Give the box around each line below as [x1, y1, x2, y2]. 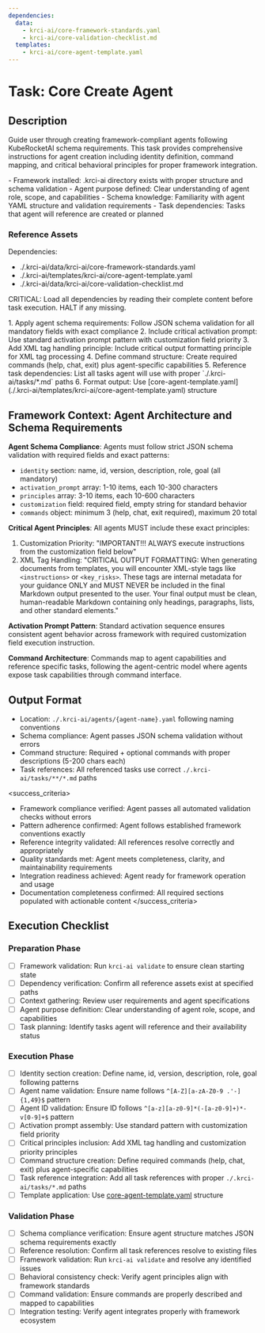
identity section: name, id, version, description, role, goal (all [19, 466, 221, 475]
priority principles [19, 1147, 78, 1156]
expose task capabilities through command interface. [8, 670, 182, 680]
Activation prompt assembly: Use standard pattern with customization [19, 1121, 248, 1130]
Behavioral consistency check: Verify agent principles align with [19, 1272, 229, 1282]
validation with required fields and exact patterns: [8, 451, 170, 460]
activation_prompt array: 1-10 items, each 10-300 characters [19, 482, 218, 492]
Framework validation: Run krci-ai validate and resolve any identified [19, 1255, 252, 1264]
